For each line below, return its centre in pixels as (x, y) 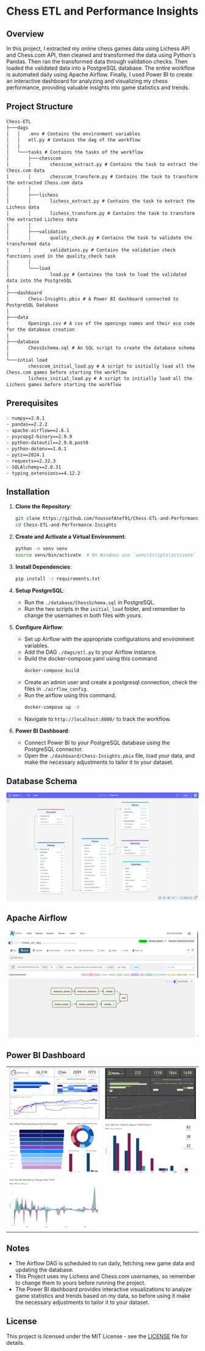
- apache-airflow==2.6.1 (38, 430)
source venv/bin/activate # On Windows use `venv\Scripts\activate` (106, 555)
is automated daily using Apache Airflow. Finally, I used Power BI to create (99, 74)
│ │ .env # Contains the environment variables (73, 134)
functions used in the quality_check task (61, 256)
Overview (25, 34)
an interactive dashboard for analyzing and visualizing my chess (87, 81)
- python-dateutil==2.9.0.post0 (47, 442)
